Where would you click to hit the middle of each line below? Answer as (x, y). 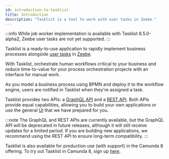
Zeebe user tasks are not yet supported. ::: (66, 39)
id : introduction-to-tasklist (37, 10)
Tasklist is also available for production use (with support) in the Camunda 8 (84, 146)
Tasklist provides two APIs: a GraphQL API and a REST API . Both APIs (77, 99)
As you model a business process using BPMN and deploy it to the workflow (84, 84)
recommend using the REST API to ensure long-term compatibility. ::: (77, 136)
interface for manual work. (33, 75)
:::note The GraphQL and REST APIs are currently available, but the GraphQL (84, 120)
